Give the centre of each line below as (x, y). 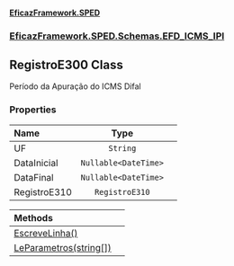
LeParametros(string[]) (63, 247)
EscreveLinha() (46, 233)
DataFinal (34, 177)
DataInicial (36, 163)
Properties (33, 110)
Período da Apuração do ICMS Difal (75, 86)
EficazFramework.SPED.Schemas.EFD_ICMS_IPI (117, 36)
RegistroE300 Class (66, 64)
